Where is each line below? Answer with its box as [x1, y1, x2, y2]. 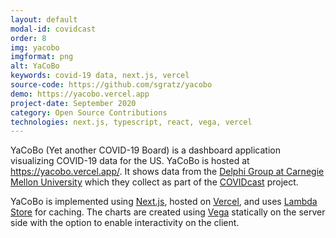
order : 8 [10, 33, 47, 43]
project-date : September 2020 [10, 98, 137, 108]
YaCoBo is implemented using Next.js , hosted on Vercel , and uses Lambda [10, 196, 318, 208]
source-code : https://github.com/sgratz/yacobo [10, 80, 213, 90]
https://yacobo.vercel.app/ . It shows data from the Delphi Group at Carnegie [10, 166, 325, 178]
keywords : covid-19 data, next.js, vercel [10, 71, 190, 81]
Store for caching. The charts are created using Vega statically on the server [10, 206, 326, 218]
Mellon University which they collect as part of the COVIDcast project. [10, 176, 299, 188]
